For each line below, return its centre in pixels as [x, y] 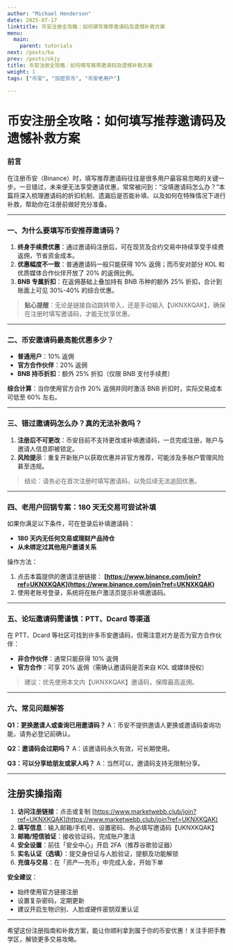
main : [21, 40]
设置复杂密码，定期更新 [51, 901]
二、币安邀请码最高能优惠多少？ [61, 340]
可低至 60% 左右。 [34, 398]
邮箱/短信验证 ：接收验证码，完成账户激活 [76, 836]
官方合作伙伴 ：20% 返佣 [52, 365]
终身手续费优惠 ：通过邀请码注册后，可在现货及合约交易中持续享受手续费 [120, 247]
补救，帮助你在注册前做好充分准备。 [59, 204]
